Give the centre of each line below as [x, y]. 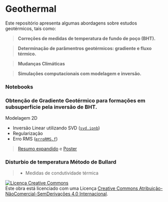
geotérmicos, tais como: [31, 28]
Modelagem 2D [21, 118]
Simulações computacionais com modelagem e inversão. [79, 73]
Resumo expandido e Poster [47, 149]
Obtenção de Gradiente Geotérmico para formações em [75, 100]
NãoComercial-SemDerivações [38, 194]
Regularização [28, 133]
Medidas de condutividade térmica [62, 173]
